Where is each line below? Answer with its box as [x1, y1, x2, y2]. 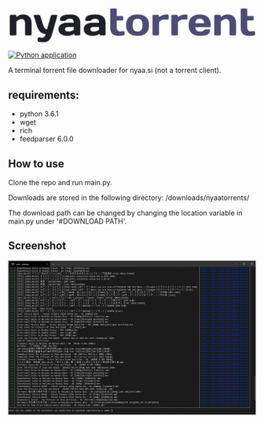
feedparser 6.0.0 [19, 134, 74, 144]
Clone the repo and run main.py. [8, 177, 112, 187]
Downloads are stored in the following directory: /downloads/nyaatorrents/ [8, 192, 250, 202]
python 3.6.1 [19, 109, 59, 119]
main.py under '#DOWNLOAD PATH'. [8, 216, 127, 226]
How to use [8, 157, 64, 170]
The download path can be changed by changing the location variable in [8, 208, 243, 217]
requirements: [8, 88, 80, 101]
